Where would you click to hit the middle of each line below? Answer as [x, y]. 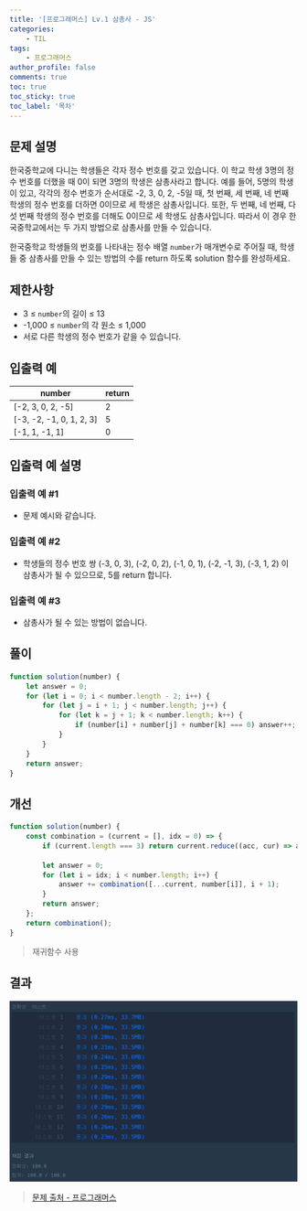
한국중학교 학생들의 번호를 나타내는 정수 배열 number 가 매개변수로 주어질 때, [143, 247]
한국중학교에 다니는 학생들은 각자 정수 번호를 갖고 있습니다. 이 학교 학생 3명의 [147, 170]
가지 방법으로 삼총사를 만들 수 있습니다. [142, 228]
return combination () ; [69, 923]
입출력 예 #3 [35, 601]
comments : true [38, 78]
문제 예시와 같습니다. [59, 516]
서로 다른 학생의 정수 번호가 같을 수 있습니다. [102, 337]
